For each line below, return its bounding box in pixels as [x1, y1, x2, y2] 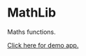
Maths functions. [7, 28, 56, 36]
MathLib [7, 5, 57, 21]
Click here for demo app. [7, 41, 79, 49]
